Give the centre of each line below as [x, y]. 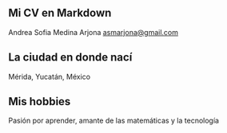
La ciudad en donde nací [70, 58]
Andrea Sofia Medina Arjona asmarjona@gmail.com [93, 32]
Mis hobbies [40, 102]
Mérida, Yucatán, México [49, 76]
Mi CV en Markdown [60, 13]
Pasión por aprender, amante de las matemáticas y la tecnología [114, 121]
